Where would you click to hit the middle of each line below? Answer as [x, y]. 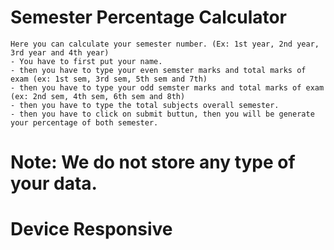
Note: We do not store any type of [153, 162]
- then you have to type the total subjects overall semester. [145, 105]
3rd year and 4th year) [60, 52]
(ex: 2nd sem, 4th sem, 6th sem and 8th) [98, 96]
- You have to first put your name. [86, 61]
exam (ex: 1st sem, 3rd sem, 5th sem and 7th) [109, 79]
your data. [54, 183]
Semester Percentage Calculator [149, 17]
